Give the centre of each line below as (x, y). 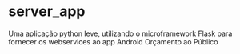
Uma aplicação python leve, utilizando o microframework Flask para (120, 33)
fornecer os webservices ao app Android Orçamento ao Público (113, 41)
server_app (47, 12)
